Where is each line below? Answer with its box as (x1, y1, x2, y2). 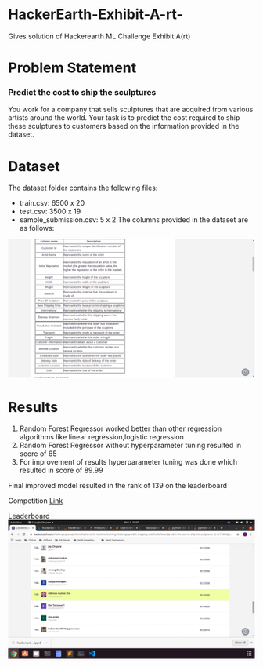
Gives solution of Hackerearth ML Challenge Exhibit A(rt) (8, 31, 191, 41)
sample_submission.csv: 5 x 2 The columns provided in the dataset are (19, 215, 249, 224)
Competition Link (8, 496, 63, 505)
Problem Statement (8, 59, 137, 77)
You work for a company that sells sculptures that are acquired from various (8, 104, 254, 115)
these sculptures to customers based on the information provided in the (8, 122, 240, 131)
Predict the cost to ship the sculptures (8, 87, 157, 98)
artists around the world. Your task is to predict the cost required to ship (8, 113, 240, 122)
